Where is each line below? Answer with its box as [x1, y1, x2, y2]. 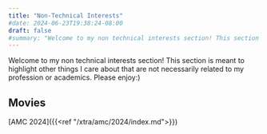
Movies [8, 96, 46, 109]
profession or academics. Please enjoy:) [8, 73, 141, 82]
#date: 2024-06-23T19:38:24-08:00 [8, 19, 124, 27]
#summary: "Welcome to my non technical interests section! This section [8, 33, 260, 42]
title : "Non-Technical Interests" [8, 11, 124, 20]
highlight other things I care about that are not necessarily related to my [8, 65, 245, 74]
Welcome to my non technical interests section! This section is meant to [8, 56, 245, 65]
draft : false [8, 26, 52, 34]
